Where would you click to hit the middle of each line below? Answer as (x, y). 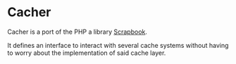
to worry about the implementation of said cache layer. (87, 53)
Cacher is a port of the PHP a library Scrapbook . (77, 32)
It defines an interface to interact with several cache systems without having (118, 45)
